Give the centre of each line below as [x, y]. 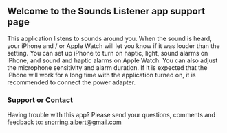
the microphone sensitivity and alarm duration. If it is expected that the [107, 67]
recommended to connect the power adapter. [72, 82]
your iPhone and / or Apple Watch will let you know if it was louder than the [113, 46]
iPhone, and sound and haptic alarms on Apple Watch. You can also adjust [112, 60]
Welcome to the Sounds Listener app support [106, 11]
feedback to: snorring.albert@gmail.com [64, 122]
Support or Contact [40, 100]
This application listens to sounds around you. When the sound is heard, [109, 38]
